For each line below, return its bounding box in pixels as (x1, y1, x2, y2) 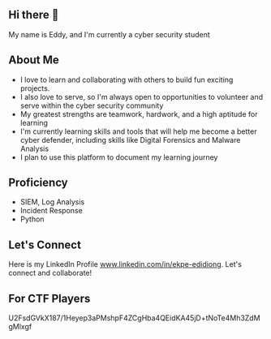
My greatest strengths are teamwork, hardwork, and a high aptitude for (19, 109, 258, 118)
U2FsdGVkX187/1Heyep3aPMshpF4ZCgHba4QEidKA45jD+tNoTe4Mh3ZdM (8, 313, 261, 323)
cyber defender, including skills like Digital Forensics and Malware (19, 135, 241, 144)
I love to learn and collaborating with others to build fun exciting (19, 75, 234, 84)
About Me (8, 54, 59, 67)
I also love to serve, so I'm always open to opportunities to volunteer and (19, 92, 264, 101)
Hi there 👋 (8, 8, 59, 22)
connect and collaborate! (8, 268, 92, 278)
